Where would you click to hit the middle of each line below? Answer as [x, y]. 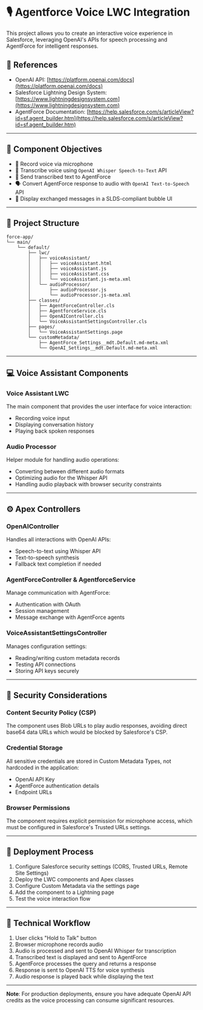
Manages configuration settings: [47, 646]
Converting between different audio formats [70, 471]
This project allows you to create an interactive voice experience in [90, 33]
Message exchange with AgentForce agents [70, 617]
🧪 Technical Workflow [48, 923]
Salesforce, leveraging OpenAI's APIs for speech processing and [87, 39]
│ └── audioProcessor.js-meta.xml [79, 295]
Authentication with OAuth [48, 604]
